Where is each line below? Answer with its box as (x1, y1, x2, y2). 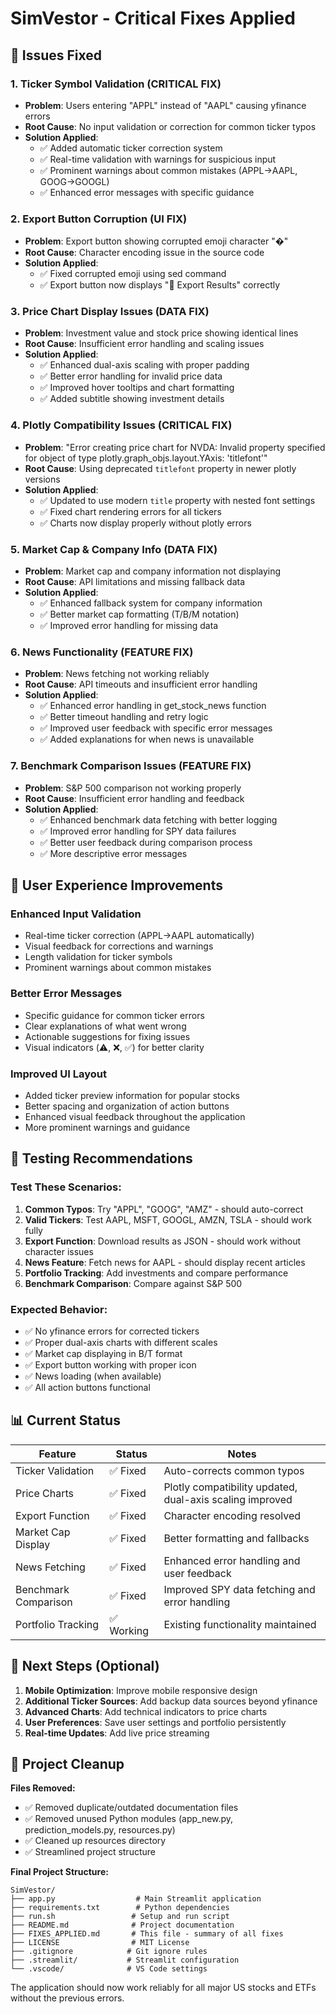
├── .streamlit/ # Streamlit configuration (10, 1955, 240, 1966)
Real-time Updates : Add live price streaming (24, 1727, 210, 1739)
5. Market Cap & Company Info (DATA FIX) (10, 542, 218, 556)
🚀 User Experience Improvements (10, 877, 223, 894)
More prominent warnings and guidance (24, 1121, 191, 1133)
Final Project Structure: (10, 1866, 109, 1878)
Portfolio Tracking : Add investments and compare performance (24, 1267, 289, 1279)
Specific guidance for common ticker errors (24, 1009, 205, 1021)
